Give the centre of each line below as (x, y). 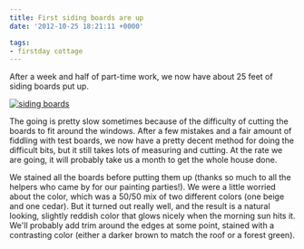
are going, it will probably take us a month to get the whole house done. (143, 160)
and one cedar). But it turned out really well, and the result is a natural (140, 206)
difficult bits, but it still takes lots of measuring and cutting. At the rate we (146, 150)
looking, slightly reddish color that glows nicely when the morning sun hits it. (152, 216)
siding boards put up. (49, 86)
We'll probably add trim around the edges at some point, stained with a (142, 225)
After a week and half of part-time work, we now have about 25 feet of (142, 77)
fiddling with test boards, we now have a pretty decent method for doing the (152, 140)
